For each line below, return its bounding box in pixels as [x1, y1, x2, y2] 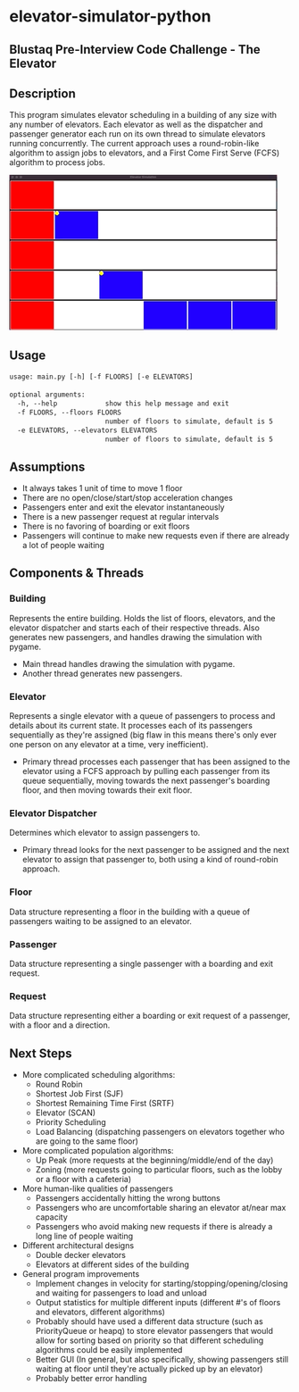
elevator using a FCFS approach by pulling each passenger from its [21, 766, 270, 776]
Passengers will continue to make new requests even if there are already [21, 530, 290, 541]
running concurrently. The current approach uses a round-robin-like [9, 138, 260, 149]
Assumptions [9, 459, 86, 474]
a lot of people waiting [21, 540, 105, 551]
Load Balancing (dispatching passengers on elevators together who [35, 1127, 286, 1137]
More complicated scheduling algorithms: [21, 1070, 176, 1079]
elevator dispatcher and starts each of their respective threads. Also [9, 622, 261, 633]
